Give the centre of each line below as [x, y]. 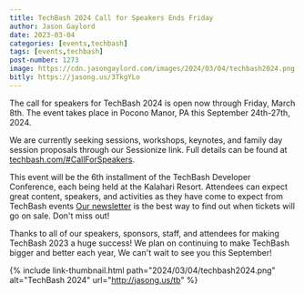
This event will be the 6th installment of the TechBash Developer [130, 177]
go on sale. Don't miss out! [60, 216]
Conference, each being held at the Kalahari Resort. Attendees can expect [149, 187]
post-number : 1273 [44, 60]
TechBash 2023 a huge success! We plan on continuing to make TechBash [149, 243]
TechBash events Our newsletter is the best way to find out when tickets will [152, 206]
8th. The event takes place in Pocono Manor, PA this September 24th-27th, [150, 112]
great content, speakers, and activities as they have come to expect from [147, 196]
